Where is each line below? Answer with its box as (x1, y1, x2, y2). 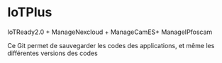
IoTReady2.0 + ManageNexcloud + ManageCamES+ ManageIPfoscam (7, 28, 213, 36)
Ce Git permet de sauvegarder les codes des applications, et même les (7, 41, 215, 50)
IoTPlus (7, 4, 52, 21)
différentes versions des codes (7, 49, 98, 57)
